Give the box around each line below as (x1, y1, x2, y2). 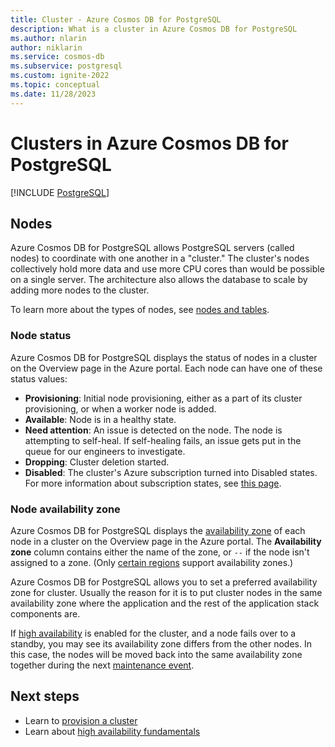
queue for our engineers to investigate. (24, 445, 186, 457)
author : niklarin (10, 42, 83, 53)
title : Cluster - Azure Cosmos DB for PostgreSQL (10, 14, 222, 25)
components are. (10, 607, 81, 620)
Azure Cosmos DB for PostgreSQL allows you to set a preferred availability (10, 576, 318, 588)
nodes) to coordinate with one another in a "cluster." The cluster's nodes (10, 252, 310, 265)
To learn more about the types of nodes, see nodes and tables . (10, 304, 270, 316)
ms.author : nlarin (10, 33, 87, 43)
